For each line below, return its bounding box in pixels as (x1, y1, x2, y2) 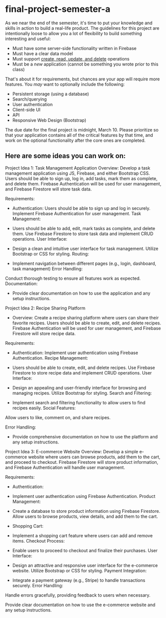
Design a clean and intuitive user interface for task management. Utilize (12, 246, 159, 251)
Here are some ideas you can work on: (5, 152, 126, 160)
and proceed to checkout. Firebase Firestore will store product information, (5, 459, 159, 465)
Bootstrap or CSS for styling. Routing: (12, 250, 89, 256)
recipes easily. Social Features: (12, 405, 76, 411)
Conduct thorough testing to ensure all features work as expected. (5, 275, 141, 281)
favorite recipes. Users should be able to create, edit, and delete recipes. (12, 320, 162, 326)
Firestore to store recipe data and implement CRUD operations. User (12, 370, 152, 375)
